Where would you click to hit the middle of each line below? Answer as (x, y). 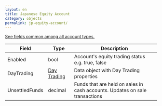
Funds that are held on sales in (109, 84)
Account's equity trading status (110, 57)
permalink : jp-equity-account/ (36, 23)
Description (114, 49)
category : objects (23, 18)
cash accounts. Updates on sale (110, 91)
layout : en (16, 9)
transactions (88, 96)
